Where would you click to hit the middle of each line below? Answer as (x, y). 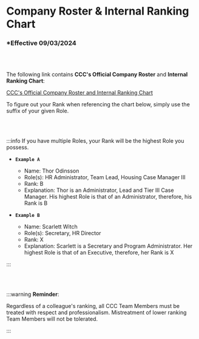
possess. (18, 148)
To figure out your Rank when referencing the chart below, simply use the (98, 104)
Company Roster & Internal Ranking (98, 11)
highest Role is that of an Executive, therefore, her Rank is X (99, 253)
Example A (28, 160)
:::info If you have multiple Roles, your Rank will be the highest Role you (95, 141)
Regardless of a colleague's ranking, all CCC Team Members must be (93, 306)
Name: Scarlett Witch (51, 227)
